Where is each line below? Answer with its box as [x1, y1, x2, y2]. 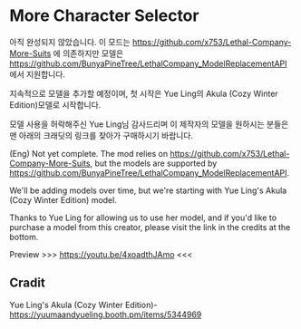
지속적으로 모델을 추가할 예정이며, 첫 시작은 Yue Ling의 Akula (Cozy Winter [9, 88, 278, 99]
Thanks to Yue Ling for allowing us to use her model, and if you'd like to [9, 212, 277, 223]
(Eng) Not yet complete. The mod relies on [9, 148, 169, 159]
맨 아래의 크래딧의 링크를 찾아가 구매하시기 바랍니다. [9, 130, 193, 140]
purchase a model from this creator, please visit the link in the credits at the [9, 221, 291, 232]
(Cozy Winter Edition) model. [9, 194, 118, 205]
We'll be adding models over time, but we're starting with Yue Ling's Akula [9, 185, 287, 196]
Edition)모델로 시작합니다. [9, 99, 102, 110]
